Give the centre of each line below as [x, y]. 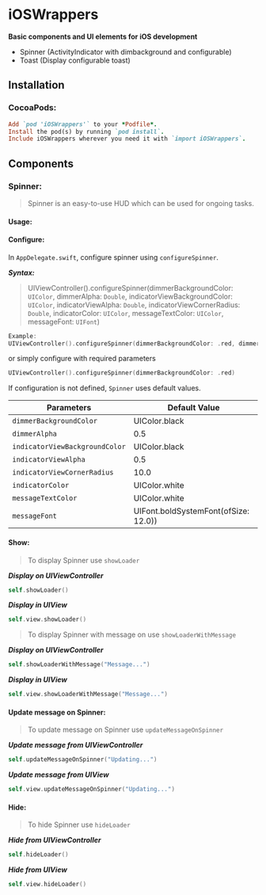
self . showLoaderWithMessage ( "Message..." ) [79, 665]
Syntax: [21, 272]
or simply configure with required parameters [82, 359]
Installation [36, 85]
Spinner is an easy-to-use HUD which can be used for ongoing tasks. [141, 203]
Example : [23, 336]
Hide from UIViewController [55, 840]
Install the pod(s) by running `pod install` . [86, 131]
